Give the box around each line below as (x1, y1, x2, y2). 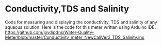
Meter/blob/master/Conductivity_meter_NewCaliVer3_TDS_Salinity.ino (5, 34, 145, 40)
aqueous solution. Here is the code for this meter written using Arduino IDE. (5, 24, 156, 30)
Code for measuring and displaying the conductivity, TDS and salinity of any (5, 19, 158, 25)
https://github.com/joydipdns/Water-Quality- (5, 29, 94, 35)
